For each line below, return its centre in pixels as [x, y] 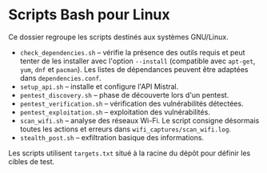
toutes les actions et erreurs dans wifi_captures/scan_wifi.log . [126, 129]
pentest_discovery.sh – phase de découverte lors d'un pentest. [124, 95]
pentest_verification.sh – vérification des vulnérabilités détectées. [132, 103]
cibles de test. [32, 161]
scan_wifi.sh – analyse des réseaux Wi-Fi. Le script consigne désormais [139, 120]
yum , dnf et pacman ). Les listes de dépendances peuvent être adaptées [134, 69]
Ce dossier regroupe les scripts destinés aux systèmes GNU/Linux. [119, 37]
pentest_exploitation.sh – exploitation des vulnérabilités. [115, 112]
